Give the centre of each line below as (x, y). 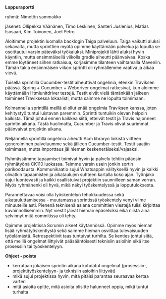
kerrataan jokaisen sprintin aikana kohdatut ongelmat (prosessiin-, (80, 266)
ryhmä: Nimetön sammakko (33, 17)
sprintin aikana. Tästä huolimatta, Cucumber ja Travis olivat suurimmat (77, 124)
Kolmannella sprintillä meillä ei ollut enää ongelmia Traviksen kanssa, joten (81, 108)
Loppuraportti (20, 7)
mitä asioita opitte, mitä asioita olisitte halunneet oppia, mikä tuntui (80, 287)
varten (19, 281)
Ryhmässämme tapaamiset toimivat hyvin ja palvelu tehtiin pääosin (73, 159)
